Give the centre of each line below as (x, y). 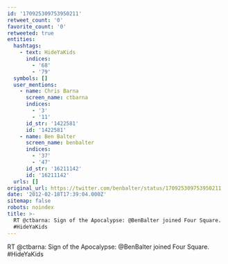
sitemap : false (29, 201)
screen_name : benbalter (60, 143)
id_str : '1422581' (52, 123)
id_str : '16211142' (53, 168)
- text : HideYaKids (48, 53)
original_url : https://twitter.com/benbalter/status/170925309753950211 (114, 188)
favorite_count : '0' (37, 26)
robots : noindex (30, 208)
